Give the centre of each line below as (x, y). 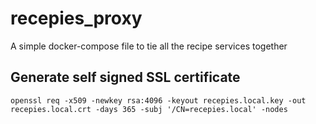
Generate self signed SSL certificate (125, 77)
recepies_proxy (76, 18)
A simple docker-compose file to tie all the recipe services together (149, 46)
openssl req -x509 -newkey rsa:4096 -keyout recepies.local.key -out (158, 100)
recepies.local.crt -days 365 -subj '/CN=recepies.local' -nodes (149, 109)
